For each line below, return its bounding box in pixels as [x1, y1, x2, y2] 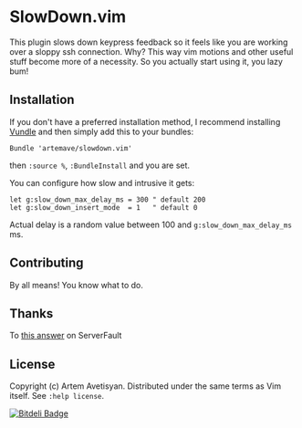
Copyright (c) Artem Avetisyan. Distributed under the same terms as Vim [9, 381, 281, 391]
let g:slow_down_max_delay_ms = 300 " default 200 [9, 194, 206, 204]
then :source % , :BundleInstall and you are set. [9, 160, 190, 171]
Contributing [9, 256, 84, 271]
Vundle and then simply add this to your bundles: [9, 126, 194, 137]
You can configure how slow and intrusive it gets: [9, 177, 195, 188]
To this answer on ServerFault [9, 330, 122, 341]
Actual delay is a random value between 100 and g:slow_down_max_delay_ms [9, 219, 292, 230]
